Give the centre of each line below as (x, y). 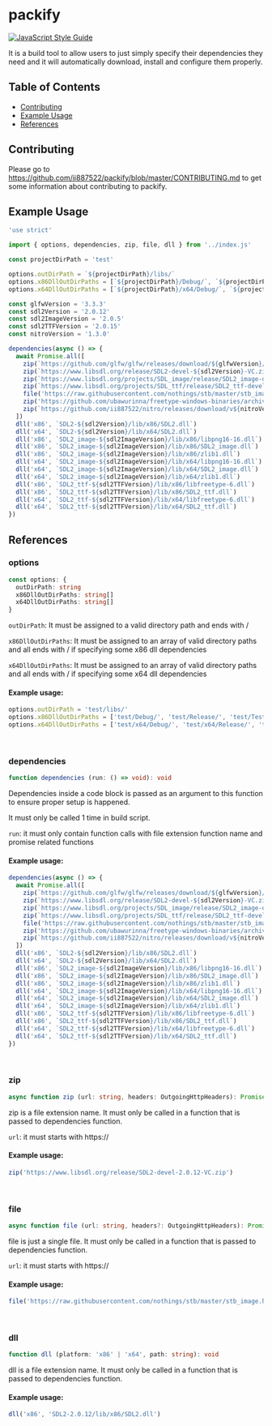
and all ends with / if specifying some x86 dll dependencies (108, 649)
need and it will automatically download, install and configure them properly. (136, 62)
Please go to (29, 169)
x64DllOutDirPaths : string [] (65, 602)
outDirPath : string (49, 587)
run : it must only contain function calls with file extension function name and (136, 833)
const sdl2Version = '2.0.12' (59, 311)
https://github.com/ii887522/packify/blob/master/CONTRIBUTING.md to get (135, 178)
